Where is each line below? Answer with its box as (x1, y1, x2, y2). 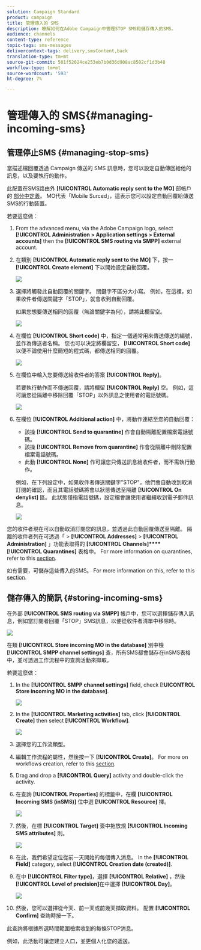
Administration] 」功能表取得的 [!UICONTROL (7, 541, 122, 548)
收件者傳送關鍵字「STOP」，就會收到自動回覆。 (20, 295, 137, 302)
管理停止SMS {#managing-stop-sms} (7, 147, 149, 158)
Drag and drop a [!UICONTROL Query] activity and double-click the (15, 771, 184, 779)
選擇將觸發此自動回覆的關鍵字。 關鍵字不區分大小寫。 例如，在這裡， (15, 288, 187, 295)
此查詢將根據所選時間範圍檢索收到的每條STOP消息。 (7, 924, 137, 932)
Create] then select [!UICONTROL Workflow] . (15, 717, 130, 724)
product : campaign (7, 14, 53, 20)
